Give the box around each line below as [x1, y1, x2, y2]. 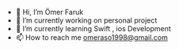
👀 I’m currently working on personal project [15, 16, 158, 25]
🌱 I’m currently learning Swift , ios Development [15, 24, 172, 33]
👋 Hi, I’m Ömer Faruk [15, 8, 84, 16]
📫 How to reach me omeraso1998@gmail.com [15, 33, 168, 42]
